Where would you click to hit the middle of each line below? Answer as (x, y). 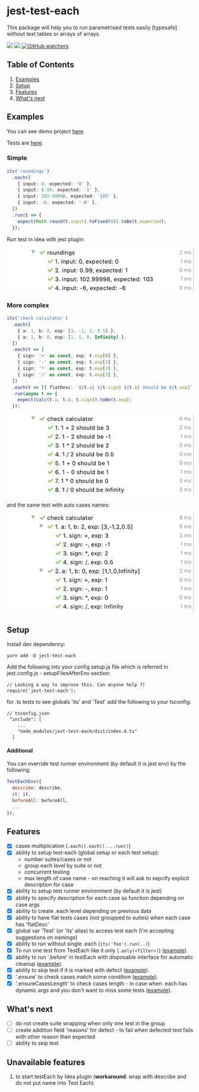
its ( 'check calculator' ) (37, 319)
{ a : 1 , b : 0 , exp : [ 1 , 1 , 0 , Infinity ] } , (72, 337)
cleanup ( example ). (39, 963)
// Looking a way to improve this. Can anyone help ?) (76, 685)
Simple (17, 158)
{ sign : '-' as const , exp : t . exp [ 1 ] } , (68, 362)
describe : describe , (37, 788)
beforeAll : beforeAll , (40, 800)
